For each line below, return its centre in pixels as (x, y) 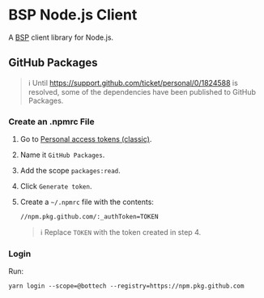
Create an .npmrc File (51, 121)
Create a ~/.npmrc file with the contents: (87, 202)
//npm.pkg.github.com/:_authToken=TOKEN (89, 217)
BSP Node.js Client (73, 15)
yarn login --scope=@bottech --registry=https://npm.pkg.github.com (126, 286)
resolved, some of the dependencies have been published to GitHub (142, 92)
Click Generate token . (56, 186)
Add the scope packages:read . (70, 171)
